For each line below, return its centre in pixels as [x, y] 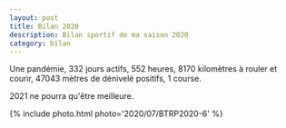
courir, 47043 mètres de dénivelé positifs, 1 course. [105, 79]
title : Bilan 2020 [44, 26]
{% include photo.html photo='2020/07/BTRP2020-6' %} [117, 113]
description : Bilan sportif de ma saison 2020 [99, 34]
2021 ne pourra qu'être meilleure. [72, 96]
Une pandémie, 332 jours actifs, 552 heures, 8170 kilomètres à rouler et [143, 69]
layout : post [34, 18]
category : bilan [40, 43]
